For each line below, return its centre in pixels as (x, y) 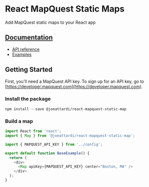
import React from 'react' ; (33, 131)
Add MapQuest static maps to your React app (50, 22)
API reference (26, 49)
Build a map (19, 121)
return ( (18, 158)
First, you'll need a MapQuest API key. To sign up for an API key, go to (74, 81)
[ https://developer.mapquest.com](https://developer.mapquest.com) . (74, 86)
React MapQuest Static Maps (65, 9)
